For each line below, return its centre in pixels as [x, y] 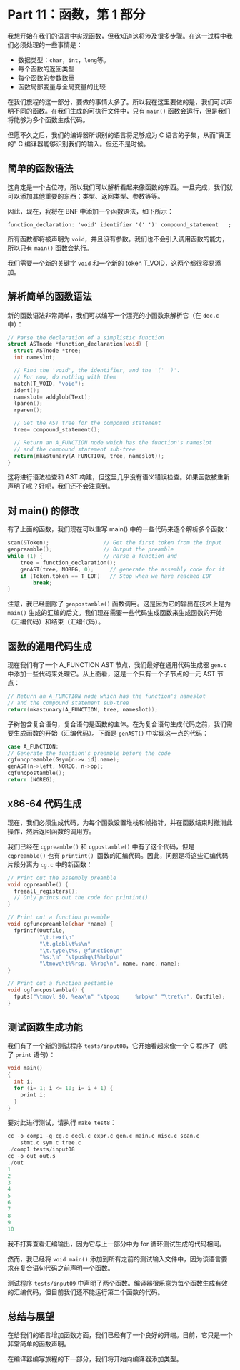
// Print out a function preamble [59, 917]
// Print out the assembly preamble [62, 878]
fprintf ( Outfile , [40, 930]
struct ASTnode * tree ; [47, 351]
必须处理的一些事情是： [48, 44]
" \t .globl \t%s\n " [65, 944]
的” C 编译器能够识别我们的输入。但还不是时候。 [79, 144]
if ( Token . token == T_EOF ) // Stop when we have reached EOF [116, 576]
